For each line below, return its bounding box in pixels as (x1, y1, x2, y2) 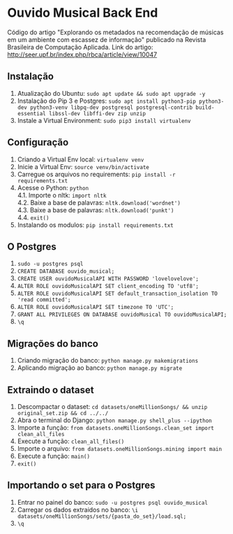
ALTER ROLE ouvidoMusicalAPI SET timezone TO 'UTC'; (17, 304, 174, 311)
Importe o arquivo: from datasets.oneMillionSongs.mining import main (17, 445, 222, 452)
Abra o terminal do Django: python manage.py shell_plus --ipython (17, 416, 212, 424)
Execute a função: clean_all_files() (17, 437, 125, 445)
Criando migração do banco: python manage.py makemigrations (17, 356, 199, 365)
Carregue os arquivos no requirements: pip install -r (17, 170, 176, 178)
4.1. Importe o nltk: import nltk (17, 191, 107, 199)
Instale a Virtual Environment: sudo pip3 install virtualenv (17, 116, 191, 124)
